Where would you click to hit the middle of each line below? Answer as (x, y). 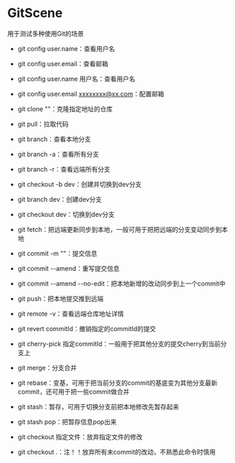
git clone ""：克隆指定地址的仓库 (65, 108)
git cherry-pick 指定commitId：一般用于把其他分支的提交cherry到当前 (119, 344)
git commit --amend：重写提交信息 (69, 268)
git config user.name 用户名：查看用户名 (76, 79)
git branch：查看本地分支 (54, 139)
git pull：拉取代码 (43, 124)
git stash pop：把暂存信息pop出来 (67, 422)
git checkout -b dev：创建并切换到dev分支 (79, 184)
